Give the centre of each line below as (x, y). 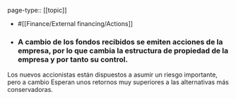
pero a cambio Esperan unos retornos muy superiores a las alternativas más (118, 82)
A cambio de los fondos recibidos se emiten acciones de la (120, 41)
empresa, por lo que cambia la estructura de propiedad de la (123, 51)
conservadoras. (30, 90)
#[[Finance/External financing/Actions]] (75, 24)
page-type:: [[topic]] (37, 10)
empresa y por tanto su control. (73, 59)
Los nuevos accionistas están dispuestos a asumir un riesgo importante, (112, 75)
